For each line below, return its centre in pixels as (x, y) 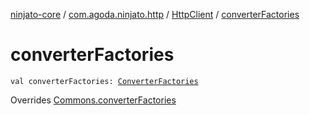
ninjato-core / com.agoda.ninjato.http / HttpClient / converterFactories (155, 14)
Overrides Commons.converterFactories (93, 100)
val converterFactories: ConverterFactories (104, 81)
